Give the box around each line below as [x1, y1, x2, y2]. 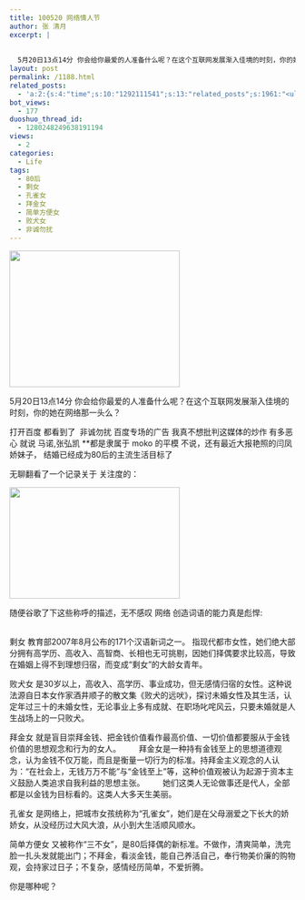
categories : [9, 148, 54, 157]
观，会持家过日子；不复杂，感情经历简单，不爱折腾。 [9, 861, 209, 872]
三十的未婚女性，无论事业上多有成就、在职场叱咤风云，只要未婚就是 [33, 701, 288, 712]
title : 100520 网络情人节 [9, 13, 101, 23]
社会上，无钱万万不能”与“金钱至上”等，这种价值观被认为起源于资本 [36, 765, 286, 776]
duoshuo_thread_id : [9, 115, 84, 124]
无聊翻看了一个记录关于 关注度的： [9, 468, 139, 479]
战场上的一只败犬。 [16, 712, 89, 723]
